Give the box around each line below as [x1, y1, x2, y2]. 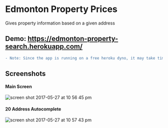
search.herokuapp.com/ [5, 42, 83, 51]
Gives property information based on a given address [5, 20, 115, 26]
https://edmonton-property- [27, 34, 118, 43]
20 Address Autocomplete [5, 106, 61, 112]
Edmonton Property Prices [5, 3, 117, 15]
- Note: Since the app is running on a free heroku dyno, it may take [5, 55, 155, 60]
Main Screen [5, 83, 32, 89]
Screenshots [5, 69, 46, 78]
